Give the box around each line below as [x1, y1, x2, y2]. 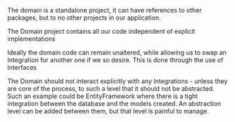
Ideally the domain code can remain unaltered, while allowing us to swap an [7, 49, 227, 56]
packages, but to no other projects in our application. [7, 13, 161, 22]
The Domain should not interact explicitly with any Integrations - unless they [7, 77, 228, 85]
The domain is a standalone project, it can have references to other [7, 6, 202, 14]
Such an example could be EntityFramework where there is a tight [7, 92, 198, 100]
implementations [7, 35, 56, 43]
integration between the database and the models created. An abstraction [7, 99, 222, 108]
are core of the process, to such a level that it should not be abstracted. [7, 85, 215, 92]
